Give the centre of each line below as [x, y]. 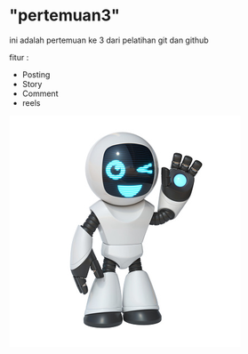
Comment [40, 93]
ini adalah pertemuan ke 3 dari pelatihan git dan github [109, 40]
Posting [36, 74]
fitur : [19, 57]
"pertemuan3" [64, 16]
